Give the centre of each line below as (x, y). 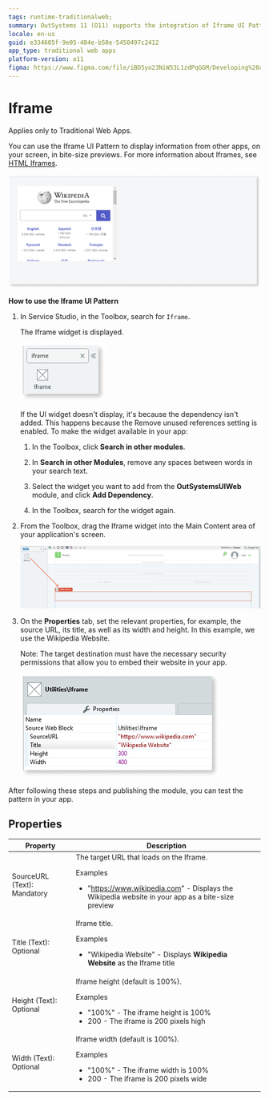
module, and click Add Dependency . (92, 495)
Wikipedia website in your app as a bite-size (161, 897)
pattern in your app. (41, 799)
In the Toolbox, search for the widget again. (104, 510)
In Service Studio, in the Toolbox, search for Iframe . (105, 316)
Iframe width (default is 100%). (128, 1039)
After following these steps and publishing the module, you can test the (126, 791)
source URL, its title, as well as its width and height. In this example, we (137, 629)
